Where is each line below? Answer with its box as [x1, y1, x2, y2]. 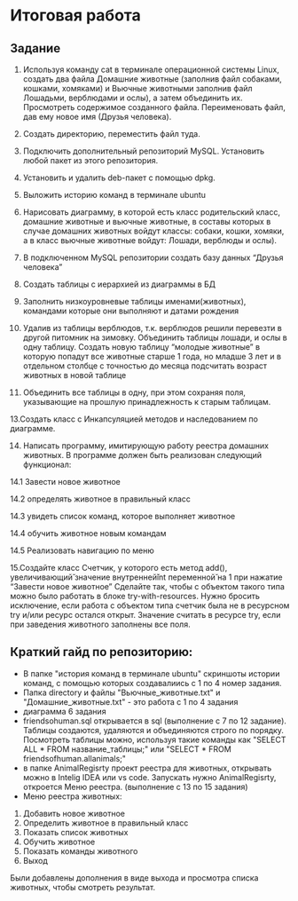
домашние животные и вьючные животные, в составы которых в [22, 217, 271, 226]
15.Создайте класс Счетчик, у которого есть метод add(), [10, 563, 228, 573]
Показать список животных [22, 826, 129, 837]
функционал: [22, 459, 72, 470]
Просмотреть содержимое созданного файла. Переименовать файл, [22, 102, 286, 112]
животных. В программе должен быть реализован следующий [22, 450, 263, 460]
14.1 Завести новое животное [10, 477, 121, 486]
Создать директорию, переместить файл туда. [22, 129, 200, 138]
